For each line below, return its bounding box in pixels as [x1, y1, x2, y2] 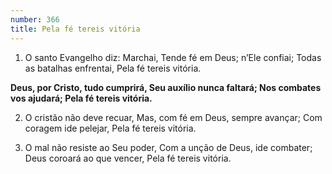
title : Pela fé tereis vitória [10, 24, 141, 34]
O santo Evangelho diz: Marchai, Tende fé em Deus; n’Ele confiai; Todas [24, 51, 322, 63]
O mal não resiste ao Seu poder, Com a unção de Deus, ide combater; [24, 141, 313, 153]
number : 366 [10, 14, 60, 25]
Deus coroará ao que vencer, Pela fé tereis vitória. [24, 152, 232, 164]
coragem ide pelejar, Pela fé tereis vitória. [24, 122, 197, 134]
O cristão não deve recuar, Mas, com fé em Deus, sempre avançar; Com [24, 111, 323, 123]
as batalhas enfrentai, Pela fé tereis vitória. [24, 62, 202, 74]
